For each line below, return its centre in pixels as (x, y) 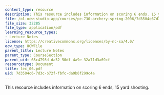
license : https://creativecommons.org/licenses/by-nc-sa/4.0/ (70, 42)
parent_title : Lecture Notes (35, 50)
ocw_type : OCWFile (24, 46)
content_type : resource (29, 10)
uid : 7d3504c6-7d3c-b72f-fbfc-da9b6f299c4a (50, 73)
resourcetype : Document (29, 64)
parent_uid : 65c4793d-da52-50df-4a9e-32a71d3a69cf (58, 60)
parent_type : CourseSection (34, 55)
